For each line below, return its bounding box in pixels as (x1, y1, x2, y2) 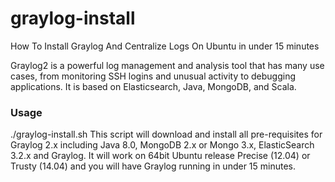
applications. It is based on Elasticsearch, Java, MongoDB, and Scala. (10, 80, 297, 92)
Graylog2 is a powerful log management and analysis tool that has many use (10, 59, 325, 71)
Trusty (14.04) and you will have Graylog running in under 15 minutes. (10, 160, 297, 172)
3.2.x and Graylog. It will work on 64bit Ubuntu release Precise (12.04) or (10, 150, 311, 162)
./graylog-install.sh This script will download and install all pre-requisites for (10, 128, 323, 141)
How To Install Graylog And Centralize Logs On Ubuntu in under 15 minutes (10, 40, 320, 52)
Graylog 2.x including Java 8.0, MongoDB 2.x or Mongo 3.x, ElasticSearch (10, 139, 315, 151)
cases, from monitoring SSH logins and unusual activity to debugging (10, 70, 296, 82)
